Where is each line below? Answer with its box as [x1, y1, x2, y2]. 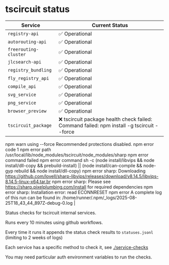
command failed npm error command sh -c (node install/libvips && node [5, 157, 155, 163]
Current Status [92, 22, 128, 29]
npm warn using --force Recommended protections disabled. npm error [5, 141, 154, 147]
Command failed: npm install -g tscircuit [58, 122, 154, 129]
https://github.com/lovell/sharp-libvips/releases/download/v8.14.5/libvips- [5, 173, 159, 179]
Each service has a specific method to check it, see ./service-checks [5, 244, 148, 250]
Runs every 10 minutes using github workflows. [5, 219, 103, 225]
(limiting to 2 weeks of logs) [5, 234, 63, 240]
